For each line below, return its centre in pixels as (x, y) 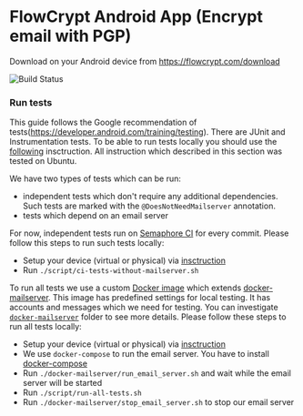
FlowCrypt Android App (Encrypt (136, 17)
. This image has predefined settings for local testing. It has (160, 298)
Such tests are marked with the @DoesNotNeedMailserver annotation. (149, 206)
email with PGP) (71, 36)
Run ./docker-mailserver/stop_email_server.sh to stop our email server (158, 402)
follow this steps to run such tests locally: (87, 243)
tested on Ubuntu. (43, 161)
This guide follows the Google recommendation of (103, 122)
